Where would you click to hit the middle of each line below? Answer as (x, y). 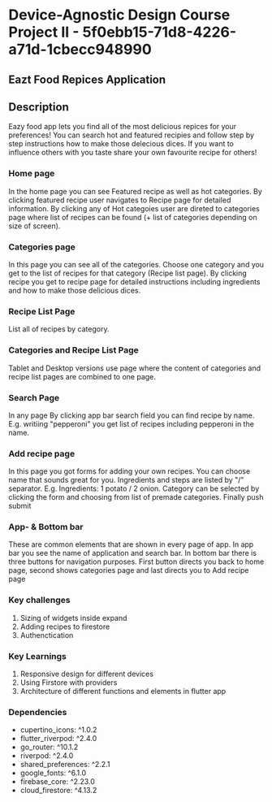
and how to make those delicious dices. (75, 290)
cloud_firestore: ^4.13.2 (58, 791)
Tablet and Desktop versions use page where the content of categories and (135, 368)
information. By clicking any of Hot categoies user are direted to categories (134, 208)
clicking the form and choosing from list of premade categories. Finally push (136, 497)
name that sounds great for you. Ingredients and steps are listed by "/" (126, 480)
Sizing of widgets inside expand (73, 618)
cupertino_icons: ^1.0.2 (58, 730)
